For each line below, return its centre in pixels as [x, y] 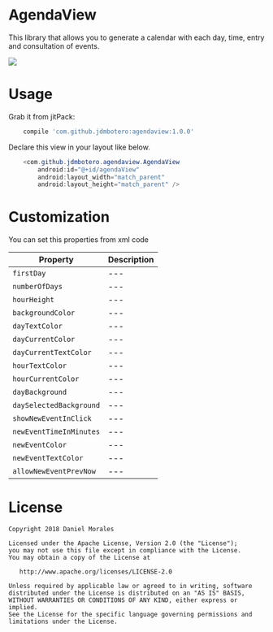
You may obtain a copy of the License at [80, 558]
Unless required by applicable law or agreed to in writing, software [130, 587]
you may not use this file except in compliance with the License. [125, 551]
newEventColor [40, 445]
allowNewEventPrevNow [54, 472]
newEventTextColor [48, 458]
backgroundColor [44, 313]
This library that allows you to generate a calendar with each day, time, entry [136, 37]
